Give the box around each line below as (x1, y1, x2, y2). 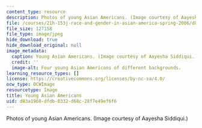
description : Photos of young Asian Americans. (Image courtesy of (6, 14, 179, 20)
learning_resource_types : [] (6, 70, 79, 76)
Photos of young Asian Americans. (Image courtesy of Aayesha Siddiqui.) (6, 115, 188, 122)
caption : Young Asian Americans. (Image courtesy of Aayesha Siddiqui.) (11, 53, 198, 59)
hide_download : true (6, 37, 58, 43)
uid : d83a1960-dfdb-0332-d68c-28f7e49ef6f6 (6, 98, 117, 104)
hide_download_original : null (6, 43, 82, 49)
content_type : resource (6, 8, 66, 15)
